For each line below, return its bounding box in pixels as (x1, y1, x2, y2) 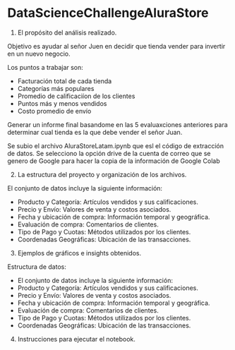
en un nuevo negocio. (7, 49, 71, 58)
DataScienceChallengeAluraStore (7, 5, 209, 21)
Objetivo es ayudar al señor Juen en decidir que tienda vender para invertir (7, 42, 226, 50)
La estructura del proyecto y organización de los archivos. (17, 170, 187, 179)
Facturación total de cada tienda (17, 76, 112, 85)
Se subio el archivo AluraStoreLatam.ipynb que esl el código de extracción (7, 141, 224, 150)
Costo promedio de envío (17, 107, 92, 115)
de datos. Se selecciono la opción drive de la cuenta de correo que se (7, 149, 211, 157)
